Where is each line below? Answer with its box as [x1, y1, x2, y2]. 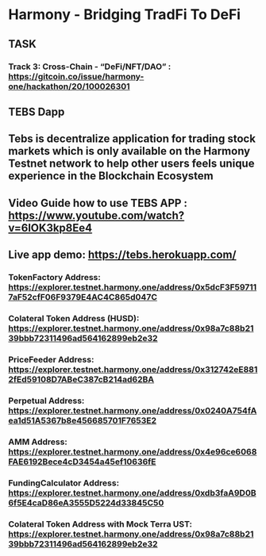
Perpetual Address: [8, 395, 85, 406]
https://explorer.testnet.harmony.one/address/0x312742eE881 [8, 363, 258, 374]
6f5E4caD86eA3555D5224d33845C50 [8, 497, 164, 508]
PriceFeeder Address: [8, 354, 94, 365]
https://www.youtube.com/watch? [8, 209, 185, 222]
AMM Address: [8, 436, 67, 447]
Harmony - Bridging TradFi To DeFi [8, 6, 241, 24]
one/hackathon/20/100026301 [8, 81, 130, 92]
